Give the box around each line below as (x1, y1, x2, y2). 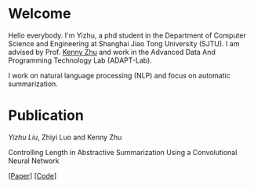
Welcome (8, 5, 71, 23)
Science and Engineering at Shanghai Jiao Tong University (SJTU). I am (8, 38, 240, 48)
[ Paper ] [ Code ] (8, 171, 57, 180)
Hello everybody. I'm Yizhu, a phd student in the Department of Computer (8, 31, 247, 40)
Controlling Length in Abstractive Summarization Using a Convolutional (8, 147, 238, 157)
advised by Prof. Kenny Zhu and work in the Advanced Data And (8, 47, 216, 56)
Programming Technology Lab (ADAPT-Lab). (8, 56, 153, 65)
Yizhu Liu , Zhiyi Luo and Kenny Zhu (8, 132, 122, 142)
